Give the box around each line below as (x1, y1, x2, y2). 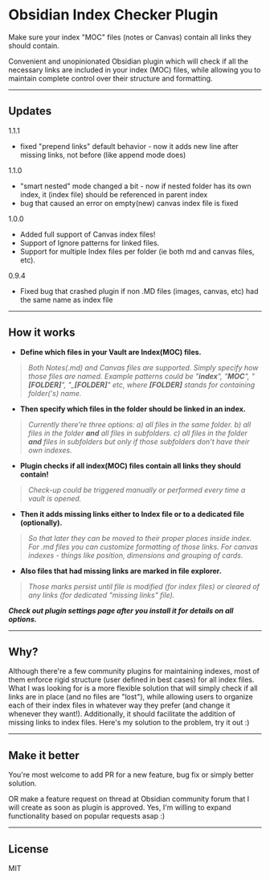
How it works (8, 326, 76, 340)
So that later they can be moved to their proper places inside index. (27, 533, 252, 543)
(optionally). (19, 518, 63, 527)
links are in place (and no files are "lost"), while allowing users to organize (8, 692, 253, 702)
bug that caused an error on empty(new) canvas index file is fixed (19, 198, 239, 208)
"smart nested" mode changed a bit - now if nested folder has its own (19, 181, 252, 191)
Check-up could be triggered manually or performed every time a (27, 485, 246, 494)
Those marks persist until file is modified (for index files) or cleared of (27, 581, 260, 591)
